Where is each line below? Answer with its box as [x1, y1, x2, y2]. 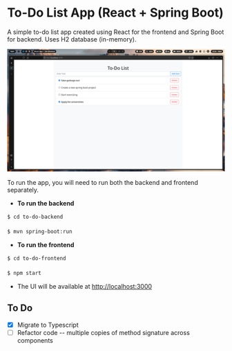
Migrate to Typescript [17, 321, 79, 329]
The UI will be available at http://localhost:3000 [17, 282, 153, 290]
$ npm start [7, 269, 41, 276]
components [17, 336, 53, 344]
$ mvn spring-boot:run [7, 228, 72, 235]
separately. [7, 186, 39, 195]
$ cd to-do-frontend [7, 255, 67, 262]
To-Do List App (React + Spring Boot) [7, 5, 224, 21]
